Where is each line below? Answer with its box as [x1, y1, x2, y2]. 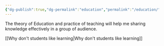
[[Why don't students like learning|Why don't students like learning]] [5, 35, 143, 41]
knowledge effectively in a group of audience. [5, 25, 98, 32]
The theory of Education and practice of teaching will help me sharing [5, 21, 145, 26]
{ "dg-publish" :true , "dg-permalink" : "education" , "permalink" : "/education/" [5, 7, 161, 12]
